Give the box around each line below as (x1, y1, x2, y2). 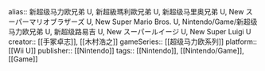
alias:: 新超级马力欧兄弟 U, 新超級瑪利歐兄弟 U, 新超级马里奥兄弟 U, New (8, 7, 244, 16)
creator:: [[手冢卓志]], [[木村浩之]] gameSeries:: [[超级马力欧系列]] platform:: (8, 37, 257, 46)
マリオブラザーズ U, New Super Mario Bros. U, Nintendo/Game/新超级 (29, 17, 258, 26)
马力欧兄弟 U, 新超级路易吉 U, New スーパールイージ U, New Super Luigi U (8, 27, 251, 36)
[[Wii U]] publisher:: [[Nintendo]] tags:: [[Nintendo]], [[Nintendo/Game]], (8, 46, 244, 55)
